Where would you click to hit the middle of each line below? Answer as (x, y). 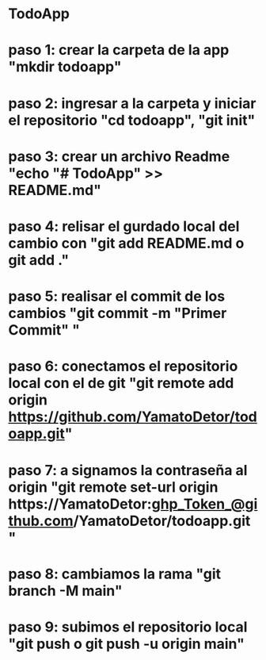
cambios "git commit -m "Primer (118, 313)
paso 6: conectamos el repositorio (123, 366)
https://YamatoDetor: (80, 504)
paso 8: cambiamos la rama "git (115, 574)
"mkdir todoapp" (65, 67)
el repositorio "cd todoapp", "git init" (132, 120)
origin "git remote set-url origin (113, 487)
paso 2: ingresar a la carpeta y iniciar (132, 103)
